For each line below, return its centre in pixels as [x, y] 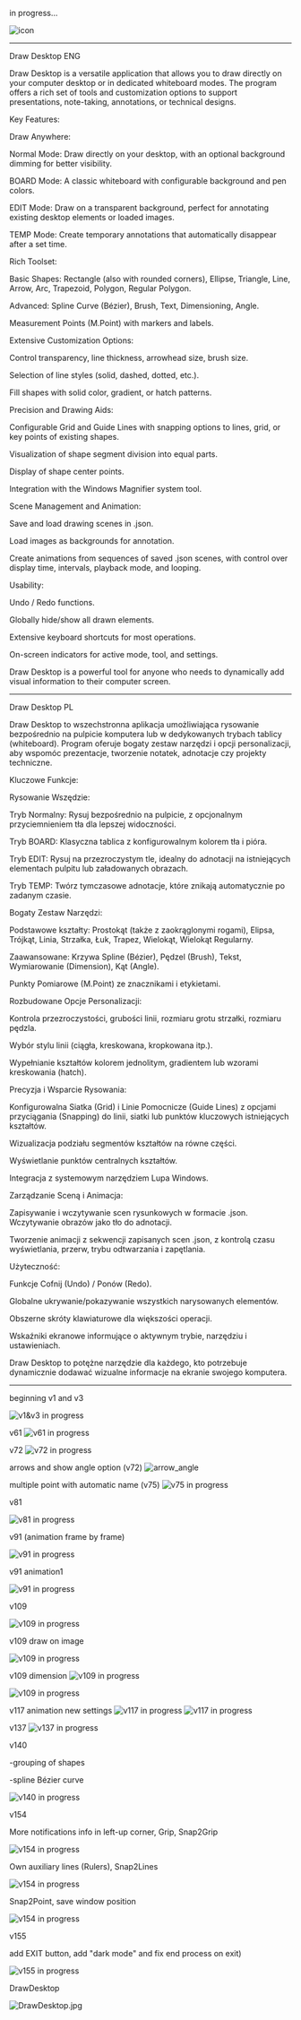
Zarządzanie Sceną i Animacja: [66, 1195]
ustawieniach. [35, 1345]
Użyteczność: [35, 1266]
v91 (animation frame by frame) [67, 1537]
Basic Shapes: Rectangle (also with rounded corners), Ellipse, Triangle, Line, [150, 279]
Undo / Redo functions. [52, 602]
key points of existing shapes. [64, 437]
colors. [22, 190]
